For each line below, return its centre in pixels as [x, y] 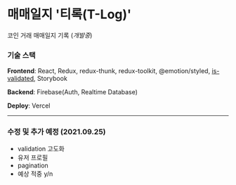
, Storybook [51, 79]
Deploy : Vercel [29, 106]
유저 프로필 [33, 157]
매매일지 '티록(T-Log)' [70, 14]
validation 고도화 [41, 148]
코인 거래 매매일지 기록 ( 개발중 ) [50, 35]
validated [21, 79]
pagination [33, 165]
